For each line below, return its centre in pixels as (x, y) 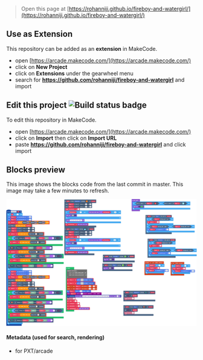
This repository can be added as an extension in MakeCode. (82, 48)
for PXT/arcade (34, 351)
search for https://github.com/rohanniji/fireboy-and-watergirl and (100, 80)
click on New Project (41, 67)
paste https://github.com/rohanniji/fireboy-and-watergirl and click (100, 144)
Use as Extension (40, 34)
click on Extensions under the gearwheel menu (74, 73)
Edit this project (37, 105)
